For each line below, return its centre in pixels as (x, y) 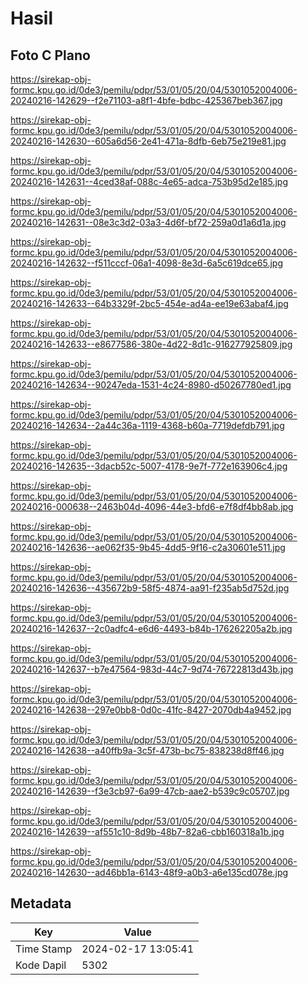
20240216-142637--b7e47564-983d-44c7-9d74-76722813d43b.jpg (152, 669)
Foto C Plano (50, 55)
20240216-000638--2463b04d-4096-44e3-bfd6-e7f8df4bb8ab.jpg (152, 506)
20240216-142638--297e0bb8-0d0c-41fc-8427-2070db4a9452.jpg (151, 710)
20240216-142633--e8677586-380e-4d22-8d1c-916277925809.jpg (151, 344)
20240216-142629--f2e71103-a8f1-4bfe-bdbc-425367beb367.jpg (146, 100)
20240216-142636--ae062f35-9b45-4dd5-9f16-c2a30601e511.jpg (148, 547)
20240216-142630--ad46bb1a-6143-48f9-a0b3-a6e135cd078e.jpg (149, 872)
